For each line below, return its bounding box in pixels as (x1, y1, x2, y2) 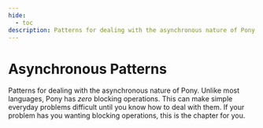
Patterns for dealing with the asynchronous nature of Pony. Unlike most (8, 86, 240, 95)
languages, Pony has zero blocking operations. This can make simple (8, 94, 233, 104)
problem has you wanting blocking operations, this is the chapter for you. (8, 111, 246, 120)
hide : (8, 11, 26, 20)
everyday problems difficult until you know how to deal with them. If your (8, 103, 245, 112)
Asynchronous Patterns (8, 60, 168, 78)
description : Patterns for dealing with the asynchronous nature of (8, 26, 238, 34)
